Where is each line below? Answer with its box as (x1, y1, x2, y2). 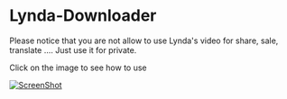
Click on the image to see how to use (9, 62, 147, 73)
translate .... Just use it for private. (9, 44, 137, 55)
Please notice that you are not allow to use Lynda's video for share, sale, (9, 35, 279, 46)
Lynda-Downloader (9, 5, 157, 26)
